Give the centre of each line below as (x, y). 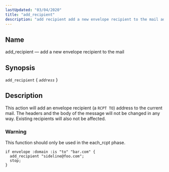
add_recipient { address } (31, 80)
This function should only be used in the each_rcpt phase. (65, 143)
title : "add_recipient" (30, 15)
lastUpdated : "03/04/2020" (33, 10)
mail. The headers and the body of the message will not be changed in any (82, 113)
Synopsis (20, 68)
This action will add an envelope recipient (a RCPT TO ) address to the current (84, 108)
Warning (16, 132)
